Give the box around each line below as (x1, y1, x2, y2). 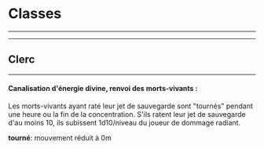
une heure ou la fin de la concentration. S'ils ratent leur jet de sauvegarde (8, 109, 246, 118)
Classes (8, 5, 62, 23)
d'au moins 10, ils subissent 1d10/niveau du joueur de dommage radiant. (8, 118, 241, 127)
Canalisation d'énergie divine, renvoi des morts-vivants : (8, 84, 198, 93)
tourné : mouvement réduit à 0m (8, 133, 112, 142)
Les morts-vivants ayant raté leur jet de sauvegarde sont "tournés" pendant (8, 101, 254, 111)
